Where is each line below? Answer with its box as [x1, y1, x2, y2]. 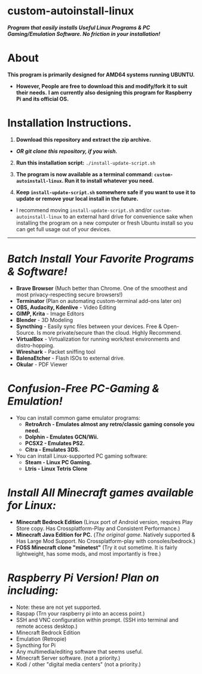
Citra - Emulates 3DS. [25, 446, 80, 453]
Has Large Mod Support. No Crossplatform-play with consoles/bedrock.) [16, 537, 196, 544]
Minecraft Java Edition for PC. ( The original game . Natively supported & [16, 531, 195, 538]
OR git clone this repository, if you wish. [16, 148, 118, 155]
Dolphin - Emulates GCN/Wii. [25, 433, 99, 440]
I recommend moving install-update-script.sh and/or [16, 206, 152, 213]
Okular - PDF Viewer [16, 360, 68, 368]
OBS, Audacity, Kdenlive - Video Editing [16, 304, 117, 311]
